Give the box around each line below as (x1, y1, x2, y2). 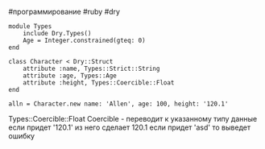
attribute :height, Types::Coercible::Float (23, 79, 175, 87)
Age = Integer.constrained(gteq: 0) (23, 36, 147, 44)
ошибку (8, 131, 35, 140)
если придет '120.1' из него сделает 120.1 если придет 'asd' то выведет (8, 122, 251, 132)
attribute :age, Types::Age (23, 72, 117, 80)
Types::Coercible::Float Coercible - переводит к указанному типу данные (8, 114, 258, 123)
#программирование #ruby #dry (8, 7, 121, 16)
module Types (8, 23, 52, 31)
